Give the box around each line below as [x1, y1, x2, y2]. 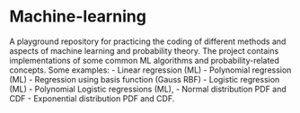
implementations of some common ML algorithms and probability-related [9, 55, 280, 65]
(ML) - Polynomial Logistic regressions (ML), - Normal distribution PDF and [9, 83, 287, 94]
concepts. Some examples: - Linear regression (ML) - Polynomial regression [9, 65, 292, 75]
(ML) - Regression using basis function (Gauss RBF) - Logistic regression [9, 74, 280, 84]
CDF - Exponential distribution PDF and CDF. [9, 92, 175, 104]
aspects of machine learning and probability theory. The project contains [9, 45, 279, 56]
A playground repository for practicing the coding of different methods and [9, 36, 287, 47]
